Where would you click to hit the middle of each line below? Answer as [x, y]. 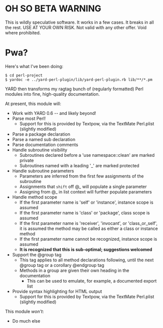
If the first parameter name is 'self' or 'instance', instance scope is [86, 202]
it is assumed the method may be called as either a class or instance [89, 228]
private [27, 160]
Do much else [26, 321]
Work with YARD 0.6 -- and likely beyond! [54, 113]
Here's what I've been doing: [34, 66]
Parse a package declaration [41, 134]
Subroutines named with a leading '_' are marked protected [79, 165]
